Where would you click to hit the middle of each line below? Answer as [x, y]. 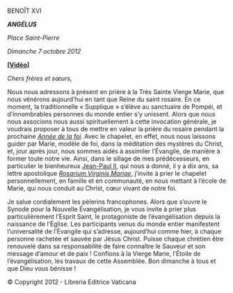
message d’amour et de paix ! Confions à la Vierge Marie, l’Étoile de [104, 254]
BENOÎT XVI [24, 11]
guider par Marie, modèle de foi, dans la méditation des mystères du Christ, [115, 144]
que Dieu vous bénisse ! [42, 268]
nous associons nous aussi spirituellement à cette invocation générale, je [112, 121]
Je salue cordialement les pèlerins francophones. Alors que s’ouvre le [107, 202]
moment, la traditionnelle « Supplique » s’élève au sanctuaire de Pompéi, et [115, 107]
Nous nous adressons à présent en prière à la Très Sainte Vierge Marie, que [116, 92]
